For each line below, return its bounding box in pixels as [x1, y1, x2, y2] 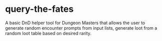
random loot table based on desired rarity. [5, 30, 92, 36]
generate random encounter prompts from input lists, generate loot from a [5, 25, 158, 31]
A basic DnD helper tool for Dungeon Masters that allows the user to [5, 20, 146, 26]
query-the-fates [5, 3, 74, 15]
